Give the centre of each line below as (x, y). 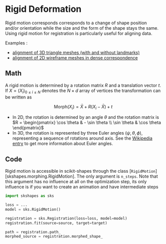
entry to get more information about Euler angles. (62, 144)
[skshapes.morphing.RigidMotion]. (40, 176)
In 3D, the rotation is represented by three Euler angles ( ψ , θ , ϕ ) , (77, 133)
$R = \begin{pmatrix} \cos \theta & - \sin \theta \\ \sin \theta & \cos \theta (86, 123)
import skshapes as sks (30, 196)
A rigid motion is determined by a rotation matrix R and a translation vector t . (83, 85)
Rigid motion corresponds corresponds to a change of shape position (76, 23)
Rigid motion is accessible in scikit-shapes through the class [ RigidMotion (81, 171)
